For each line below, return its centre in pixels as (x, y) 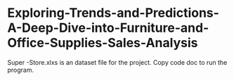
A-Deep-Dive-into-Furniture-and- (108, 28)
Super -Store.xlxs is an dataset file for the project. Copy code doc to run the (117, 62)
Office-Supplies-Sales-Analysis (103, 43)
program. (21, 70)
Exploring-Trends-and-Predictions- (113, 13)
